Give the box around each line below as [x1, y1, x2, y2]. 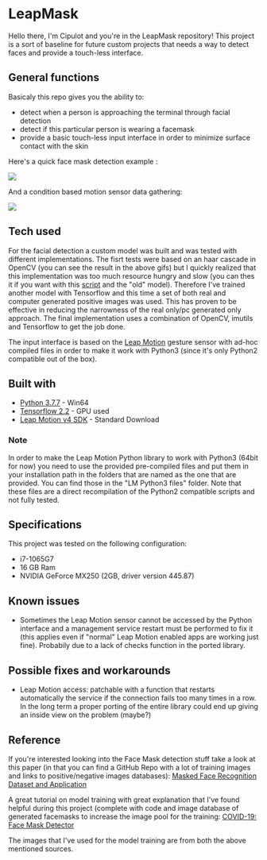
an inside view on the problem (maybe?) [19, 710, 152, 719]
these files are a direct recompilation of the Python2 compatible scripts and [8, 486, 256, 496]
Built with [8, 376, 56, 390]
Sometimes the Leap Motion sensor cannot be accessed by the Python [19, 615, 253, 625]
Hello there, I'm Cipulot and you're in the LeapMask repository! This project [8, 31, 255, 40]
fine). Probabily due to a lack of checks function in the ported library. [19, 641, 246, 650]
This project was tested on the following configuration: [8, 539, 188, 549]
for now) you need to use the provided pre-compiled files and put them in [8, 461, 249, 471]
